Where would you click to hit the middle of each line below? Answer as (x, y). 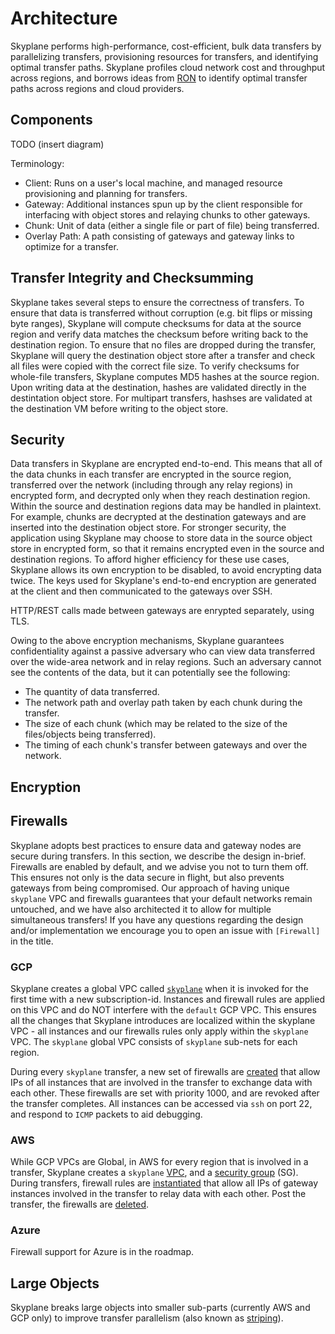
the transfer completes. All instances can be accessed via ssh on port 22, (161, 1103)
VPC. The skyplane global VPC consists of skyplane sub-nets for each (154, 1041)
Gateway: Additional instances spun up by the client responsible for (163, 204)
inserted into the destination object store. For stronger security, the (148, 528)
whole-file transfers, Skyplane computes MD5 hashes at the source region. (165, 376)
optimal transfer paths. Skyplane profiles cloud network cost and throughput (168, 67)
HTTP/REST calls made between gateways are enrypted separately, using (162, 611)
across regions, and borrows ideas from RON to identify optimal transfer (159, 78)
